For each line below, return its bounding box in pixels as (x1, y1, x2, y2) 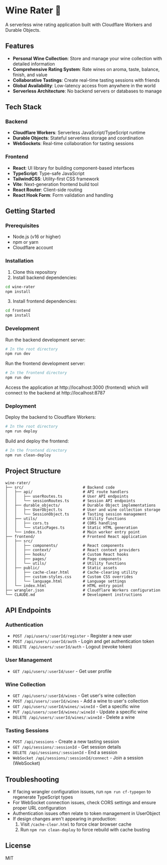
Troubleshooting (5, 775, 60, 784)
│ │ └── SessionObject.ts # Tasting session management (5, 511, 147, 517)
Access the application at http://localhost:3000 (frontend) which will (5, 384, 149, 390)
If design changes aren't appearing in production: (12, 816, 117, 822)
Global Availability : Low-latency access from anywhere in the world (12, 82, 156, 88)
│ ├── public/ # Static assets (5, 565, 117, 570)
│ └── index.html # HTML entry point (5, 583, 124, 588)
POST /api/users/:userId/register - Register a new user (12, 633, 132, 639)
